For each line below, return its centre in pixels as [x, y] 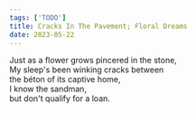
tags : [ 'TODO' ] [38, 18]
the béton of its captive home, [65, 80]
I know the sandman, [48, 89]
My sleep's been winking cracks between [87, 70]
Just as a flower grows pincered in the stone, [93, 61]
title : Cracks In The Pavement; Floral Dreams [98, 26]
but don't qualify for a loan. [60, 99]
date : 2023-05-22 [42, 34]
